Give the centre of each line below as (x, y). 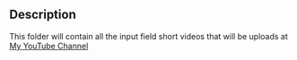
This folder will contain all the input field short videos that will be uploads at (149, 36)
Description (43, 15)
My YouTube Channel (49, 46)
